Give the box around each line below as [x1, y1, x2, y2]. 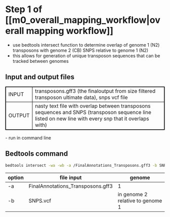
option [8, 174, 24, 181]
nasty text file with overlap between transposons [34, 102, 151, 110]
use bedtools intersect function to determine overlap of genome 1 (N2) [12, 42, 160, 48]
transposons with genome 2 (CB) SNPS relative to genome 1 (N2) [12, 47, 148, 53]
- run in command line [5, 134, 52, 140]
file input [60, 174, 82, 181]
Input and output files [5, 73, 75, 82]
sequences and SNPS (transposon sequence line [34, 108, 152, 116]
